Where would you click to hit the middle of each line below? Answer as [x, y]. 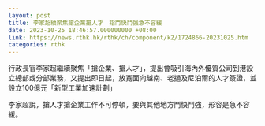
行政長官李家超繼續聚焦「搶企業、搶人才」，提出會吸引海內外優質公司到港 [127, 69]
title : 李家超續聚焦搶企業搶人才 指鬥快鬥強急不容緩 [85, 23]
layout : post [30, 15]
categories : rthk [37, 45]
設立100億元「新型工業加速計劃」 [62, 88]
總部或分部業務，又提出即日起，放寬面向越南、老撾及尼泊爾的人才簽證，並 [136, 78]
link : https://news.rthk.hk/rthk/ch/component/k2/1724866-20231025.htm [128, 37]
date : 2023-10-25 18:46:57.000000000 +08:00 [82, 30]
